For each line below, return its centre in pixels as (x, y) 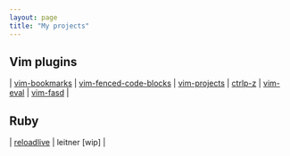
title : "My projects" (50, 26)
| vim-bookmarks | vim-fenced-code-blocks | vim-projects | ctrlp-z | (135, 83)
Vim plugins (43, 62)
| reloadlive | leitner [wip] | (58, 143)
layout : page (33, 17)
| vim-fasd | (48, 93)
